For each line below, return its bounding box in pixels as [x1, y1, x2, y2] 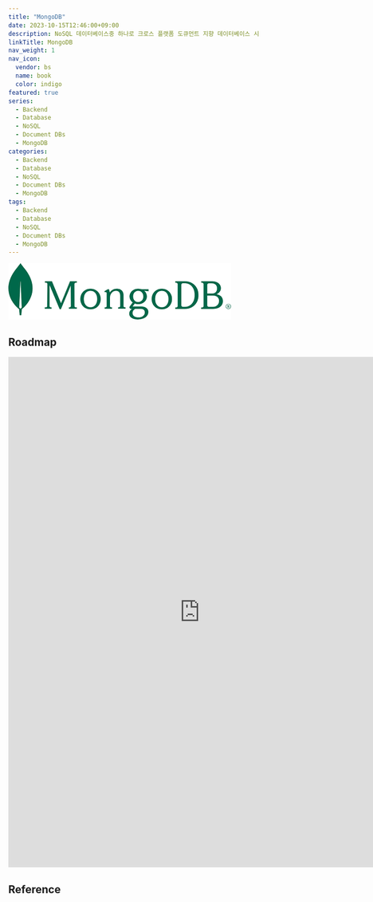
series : [8, 97, 34, 105]
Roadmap [8, 335, 57, 349]
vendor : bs [15, 64, 52, 72]
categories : [8, 148, 48, 156]
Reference [8, 883, 61, 896]
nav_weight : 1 [8, 46, 56, 55]
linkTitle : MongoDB [8, 38, 73, 46]
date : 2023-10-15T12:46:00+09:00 [8, 21, 120, 30]
